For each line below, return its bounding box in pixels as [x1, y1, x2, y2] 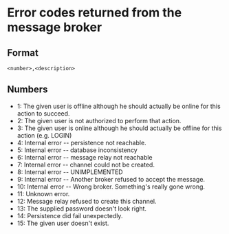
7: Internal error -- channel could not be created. [17, 160, 155, 169]
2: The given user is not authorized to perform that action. [17, 116, 182, 125]
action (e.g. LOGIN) [17, 131, 72, 139]
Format [7, 47, 39, 58]
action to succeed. [17, 109, 70, 118]
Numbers [7, 84, 48, 96]
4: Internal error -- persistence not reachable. [17, 138, 146, 147]
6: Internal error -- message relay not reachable [17, 153, 153, 161]
